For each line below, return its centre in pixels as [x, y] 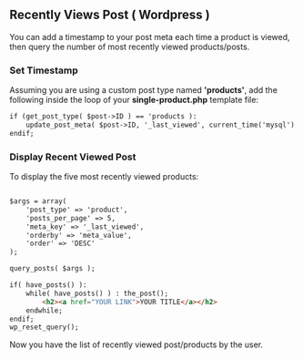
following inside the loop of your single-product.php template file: [134, 100]
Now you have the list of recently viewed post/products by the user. [136, 344]
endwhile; [45, 310]
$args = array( [38, 201]
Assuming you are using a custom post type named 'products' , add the [143, 90]
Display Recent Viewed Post [73, 157]
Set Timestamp [44, 70]
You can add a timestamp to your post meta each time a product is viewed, [150, 36]
